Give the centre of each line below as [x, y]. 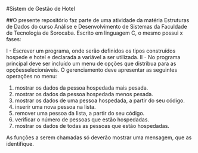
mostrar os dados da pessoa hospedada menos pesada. [84, 94]
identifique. [20, 144]
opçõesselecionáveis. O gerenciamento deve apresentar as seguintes [92, 70]
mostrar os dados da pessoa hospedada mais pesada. [81, 88]
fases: [14, 39]
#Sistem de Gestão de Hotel [41, 9]
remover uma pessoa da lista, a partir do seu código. [80, 113]
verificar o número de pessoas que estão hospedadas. [82, 120]
